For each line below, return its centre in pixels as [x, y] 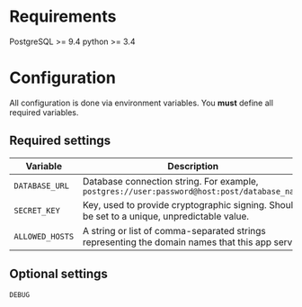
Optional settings [58, 274]
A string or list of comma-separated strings [174, 230]
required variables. [44, 112]
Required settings [60, 141]
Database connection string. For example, [170, 181]
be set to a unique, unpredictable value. [166, 216]
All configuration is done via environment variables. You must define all [142, 103]
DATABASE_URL [42, 185]
